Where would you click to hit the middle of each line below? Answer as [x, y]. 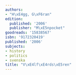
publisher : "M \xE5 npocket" [37, 28]
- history [15, 51]
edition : [14, 19]
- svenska [15, 60]
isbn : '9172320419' [25, 37]
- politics [16, 56]
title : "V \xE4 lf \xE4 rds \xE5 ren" [38, 65]
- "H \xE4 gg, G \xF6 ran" [28, 14]
